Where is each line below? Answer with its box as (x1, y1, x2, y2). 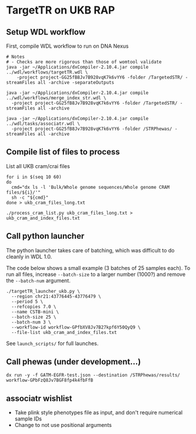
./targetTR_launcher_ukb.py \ (6, 288, 81, 294)
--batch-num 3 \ (11, 319, 51, 325)
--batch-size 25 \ (11, 314, 57, 320)
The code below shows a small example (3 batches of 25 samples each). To (6, 264, 191, 271)
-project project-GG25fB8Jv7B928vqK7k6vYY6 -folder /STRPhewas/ (11, 126, 172, 132)
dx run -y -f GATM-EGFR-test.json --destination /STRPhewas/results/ (6, 372, 181, 378)
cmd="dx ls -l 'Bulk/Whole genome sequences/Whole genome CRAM (11, 184, 170, 190)
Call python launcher (6, 231, 85, 241)
